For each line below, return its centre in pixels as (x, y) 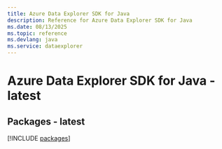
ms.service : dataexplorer (45, 46)
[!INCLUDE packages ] (39, 138)
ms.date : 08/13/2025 (37, 27)
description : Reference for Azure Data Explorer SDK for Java (100, 20)
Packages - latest (46, 121)
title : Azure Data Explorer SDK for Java (69, 14)
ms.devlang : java (33, 40)
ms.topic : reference (37, 33)
